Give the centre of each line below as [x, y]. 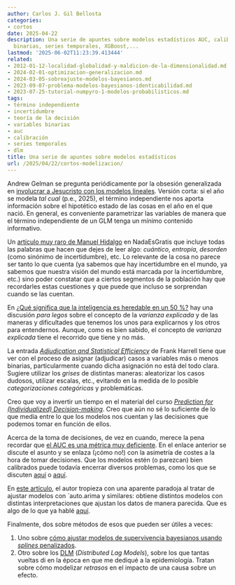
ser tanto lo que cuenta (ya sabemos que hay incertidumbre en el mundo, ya [117, 264]
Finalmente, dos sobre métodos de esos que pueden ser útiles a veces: [110, 524]
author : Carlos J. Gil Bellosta [54, 14]
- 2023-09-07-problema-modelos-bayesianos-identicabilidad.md [100, 85]
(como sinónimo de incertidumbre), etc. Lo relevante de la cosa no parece [114, 256]
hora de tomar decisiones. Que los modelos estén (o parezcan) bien [105, 460]
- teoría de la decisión [43, 118]
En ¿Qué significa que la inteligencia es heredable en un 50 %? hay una [110, 307]
